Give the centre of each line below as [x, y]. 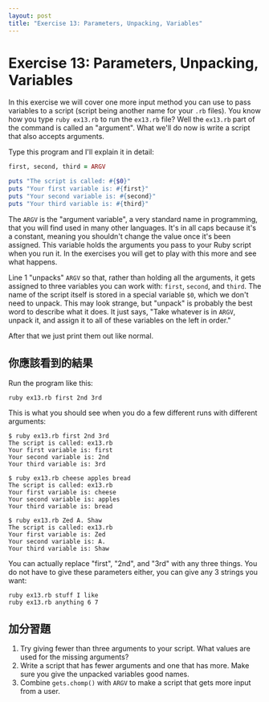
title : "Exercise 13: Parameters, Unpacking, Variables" [106, 23]
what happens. [33, 261]
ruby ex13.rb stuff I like [53, 595]
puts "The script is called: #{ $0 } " [69, 182]
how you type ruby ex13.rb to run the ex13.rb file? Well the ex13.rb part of [132, 119]
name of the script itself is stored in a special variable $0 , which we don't [128, 294]
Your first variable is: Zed [57, 534]
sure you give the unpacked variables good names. [105, 674]
